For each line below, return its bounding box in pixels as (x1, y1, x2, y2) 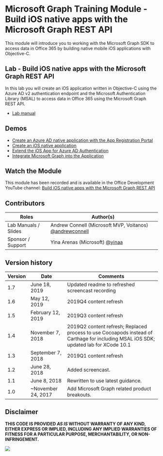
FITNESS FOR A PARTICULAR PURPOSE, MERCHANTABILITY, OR (5, 431, 138, 437)
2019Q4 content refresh (67, 298, 123, 305)
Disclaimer (5, 408, 38, 416)
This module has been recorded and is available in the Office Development (5, 180, 154, 186)
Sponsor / (7, 236, 30, 243)
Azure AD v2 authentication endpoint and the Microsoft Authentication (5, 90, 146, 96)
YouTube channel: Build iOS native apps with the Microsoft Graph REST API (5, 185, 155, 191)
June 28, (31, 363, 51, 370)
